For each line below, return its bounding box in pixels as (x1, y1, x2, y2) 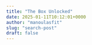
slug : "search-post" (6, 25, 58, 31)
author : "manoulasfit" (6, 19, 62, 25)
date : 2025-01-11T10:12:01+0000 (6, 14, 86, 20)
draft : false (6, 30, 39, 36)
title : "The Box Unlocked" (6, 8, 73, 15)
